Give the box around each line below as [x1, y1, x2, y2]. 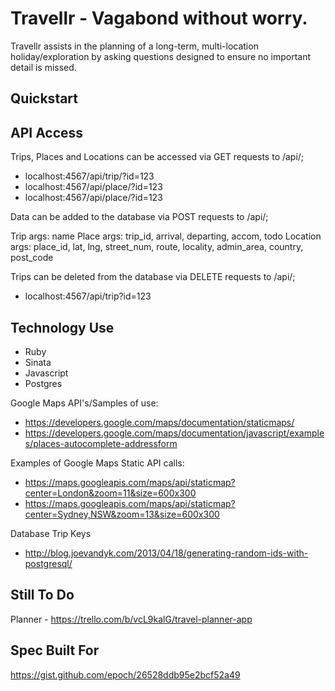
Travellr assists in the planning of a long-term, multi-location [10, 40, 259, 52]
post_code [10, 252, 54, 264]
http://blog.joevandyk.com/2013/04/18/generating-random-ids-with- [24, 547, 309, 559]
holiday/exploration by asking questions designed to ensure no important [10, 50, 312, 62]
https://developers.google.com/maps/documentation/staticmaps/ [24, 416, 295, 428]
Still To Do [10, 587, 75, 604]
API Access [10, 124, 84, 141]
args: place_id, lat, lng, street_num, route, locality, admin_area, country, [10, 241, 304, 253]
